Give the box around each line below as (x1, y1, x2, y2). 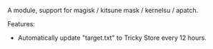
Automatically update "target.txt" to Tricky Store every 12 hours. (17, 33, 207, 42)
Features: (7, 20, 36, 28)
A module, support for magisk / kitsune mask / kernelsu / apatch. (7, 6, 199, 14)
